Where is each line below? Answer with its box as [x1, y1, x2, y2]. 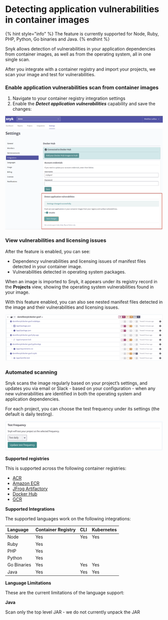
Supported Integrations [5, 506, 55, 512]
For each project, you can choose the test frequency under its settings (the [5, 406, 160, 412]
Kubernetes [91, 527, 117, 533]
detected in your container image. [12, 263, 82, 269]
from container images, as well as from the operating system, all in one [5, 51, 151, 57]
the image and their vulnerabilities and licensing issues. [5, 304, 119, 310]
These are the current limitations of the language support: [5, 590, 124, 596]
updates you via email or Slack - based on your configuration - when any [5, 385, 156, 391]
